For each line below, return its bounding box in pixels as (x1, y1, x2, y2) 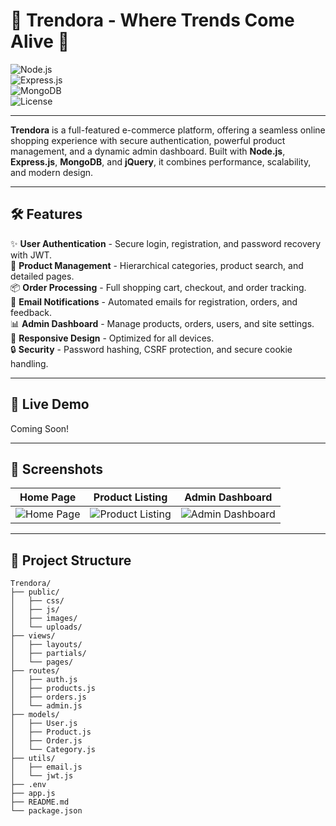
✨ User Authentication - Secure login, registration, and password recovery (10, 237, 322, 249)
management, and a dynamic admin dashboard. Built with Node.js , (10, 145, 286, 157)
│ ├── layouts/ (10, 640, 83, 650)
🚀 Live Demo (10, 396, 90, 413)
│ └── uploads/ (10, 622, 83, 633)
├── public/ (10, 587, 60, 598)
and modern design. (10, 166, 94, 178)
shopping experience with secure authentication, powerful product (10, 134, 286, 146)
